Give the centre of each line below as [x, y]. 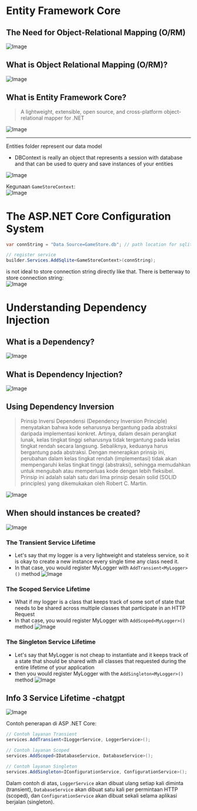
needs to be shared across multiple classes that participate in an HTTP [100, 608]
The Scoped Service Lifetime [48, 589]
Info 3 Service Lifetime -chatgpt [65, 698]
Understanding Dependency [77, 308]
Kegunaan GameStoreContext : [41, 186]
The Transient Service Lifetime [51, 542]
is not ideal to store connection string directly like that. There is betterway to [98, 272]
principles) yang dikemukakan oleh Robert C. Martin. [84, 483]
